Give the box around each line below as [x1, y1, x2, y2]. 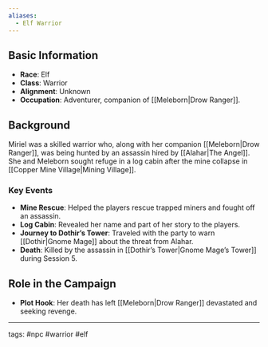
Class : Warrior [19, 78, 68, 88]
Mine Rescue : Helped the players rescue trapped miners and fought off [19, 203, 255, 212]
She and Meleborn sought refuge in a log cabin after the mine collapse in [8, 156, 248, 166]
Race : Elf [19, 69, 50, 80]
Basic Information [8, 49, 99, 62]
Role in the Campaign [8, 277, 117, 290]
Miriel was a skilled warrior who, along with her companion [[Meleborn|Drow [8, 140, 260, 149]
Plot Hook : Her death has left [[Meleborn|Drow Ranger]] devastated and [19, 298, 258, 308]
